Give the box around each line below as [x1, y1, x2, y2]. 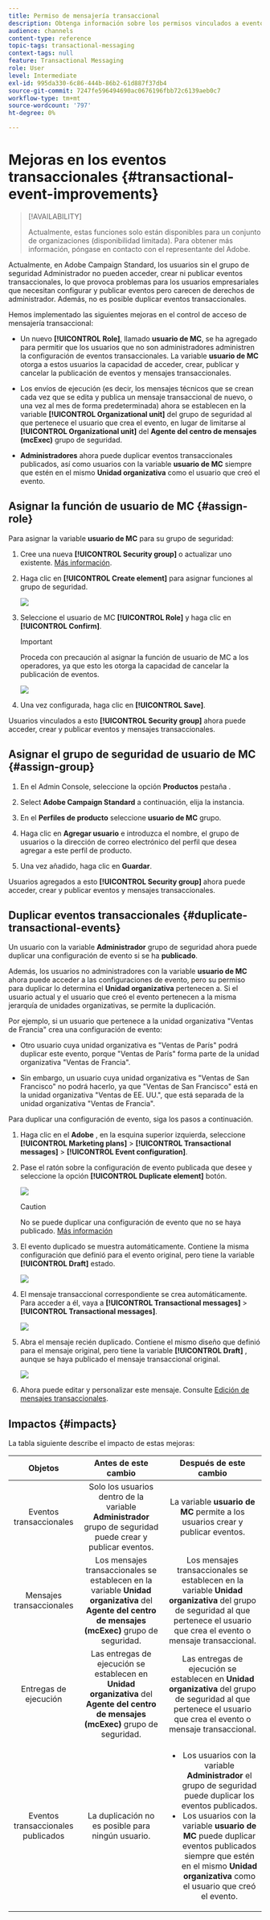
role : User [8, 64, 45, 72]
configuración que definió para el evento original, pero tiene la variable [19, 1250, 256, 1260]
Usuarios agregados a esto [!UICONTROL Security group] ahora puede [8, 877, 246, 886]
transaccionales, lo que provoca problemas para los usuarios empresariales [8, 277, 260, 287]
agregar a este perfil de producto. [19, 845, 133, 855]
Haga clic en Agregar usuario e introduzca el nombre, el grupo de [19, 828, 239, 838]
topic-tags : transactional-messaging [8, 42, 135, 50]
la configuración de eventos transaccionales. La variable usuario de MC [19, 351, 259, 361]
